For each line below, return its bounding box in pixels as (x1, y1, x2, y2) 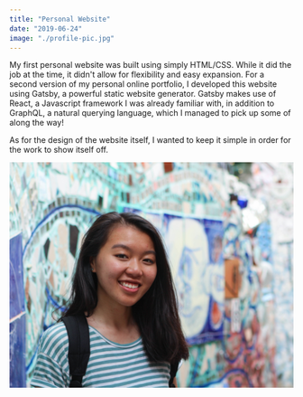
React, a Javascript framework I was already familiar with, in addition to (9, 98, 275, 109)
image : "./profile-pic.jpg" (9, 33, 115, 43)
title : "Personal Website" (9, 14, 111, 24)
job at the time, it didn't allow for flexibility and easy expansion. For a (9, 69, 264, 80)
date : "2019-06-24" (9, 24, 83, 33)
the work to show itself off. (9, 145, 108, 156)
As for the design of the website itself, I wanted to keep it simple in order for (9, 135, 291, 146)
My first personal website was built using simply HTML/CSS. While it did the (9, 60, 292, 71)
